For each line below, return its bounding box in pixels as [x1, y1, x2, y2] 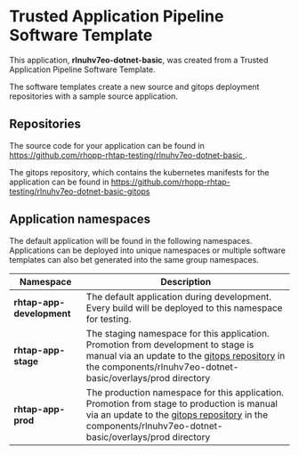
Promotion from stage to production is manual [85, 397, 279, 410]
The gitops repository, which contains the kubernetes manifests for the [9, 167, 270, 177]
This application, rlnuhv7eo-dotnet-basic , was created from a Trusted [9, 54, 269, 65]
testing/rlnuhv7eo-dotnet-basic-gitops [9, 185, 150, 197]
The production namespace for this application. [85, 386, 285, 398]
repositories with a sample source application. [9, 91, 178, 102]
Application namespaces [9, 212, 151, 227]
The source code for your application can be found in [9, 140, 205, 150]
